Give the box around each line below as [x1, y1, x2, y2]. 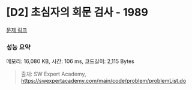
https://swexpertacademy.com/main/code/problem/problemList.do [20, 77, 187, 85]
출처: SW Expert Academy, [20, 70, 86, 78]
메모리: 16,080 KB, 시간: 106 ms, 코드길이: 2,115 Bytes [6, 58, 135, 65]
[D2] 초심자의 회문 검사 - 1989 [6, 5, 148, 19]
